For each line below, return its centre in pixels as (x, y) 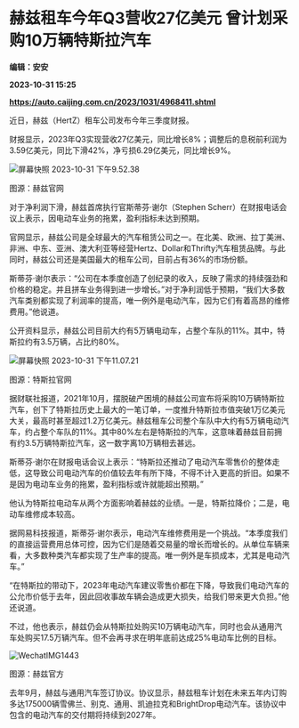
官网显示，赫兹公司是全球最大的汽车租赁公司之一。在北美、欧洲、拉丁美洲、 (149, 237)
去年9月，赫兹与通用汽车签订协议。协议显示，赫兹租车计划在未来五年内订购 (148, 692)
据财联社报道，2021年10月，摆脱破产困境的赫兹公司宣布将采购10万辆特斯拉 (147, 398)
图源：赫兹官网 (36, 188)
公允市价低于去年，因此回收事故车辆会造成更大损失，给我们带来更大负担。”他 (149, 596)
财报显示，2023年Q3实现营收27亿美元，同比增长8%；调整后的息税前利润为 (148, 139)
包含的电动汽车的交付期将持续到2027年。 (85, 715)
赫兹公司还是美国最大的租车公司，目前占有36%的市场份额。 (143, 259)
